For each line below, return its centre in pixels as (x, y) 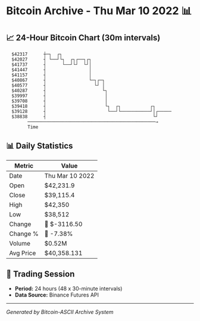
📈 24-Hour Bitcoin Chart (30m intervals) (83, 38)
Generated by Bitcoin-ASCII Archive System (60, 311)
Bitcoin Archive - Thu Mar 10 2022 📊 (99, 11)
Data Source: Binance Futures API (57, 295)
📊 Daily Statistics (40, 146)
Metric (24, 165)
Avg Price (23, 253)
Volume (20, 243)
